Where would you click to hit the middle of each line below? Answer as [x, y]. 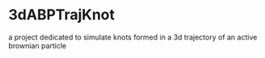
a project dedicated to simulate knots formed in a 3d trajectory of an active [133, 37]
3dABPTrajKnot [62, 15]
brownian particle [38, 45]
